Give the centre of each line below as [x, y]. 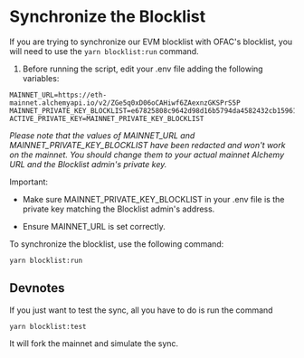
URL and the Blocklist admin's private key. [88, 164]
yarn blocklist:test [48, 326]
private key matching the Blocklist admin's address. [119, 209]
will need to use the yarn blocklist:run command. [104, 51]
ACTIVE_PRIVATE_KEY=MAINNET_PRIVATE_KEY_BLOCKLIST [107, 118]
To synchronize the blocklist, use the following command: [117, 244]
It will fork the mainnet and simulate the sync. [94, 343]
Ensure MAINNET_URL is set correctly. [94, 226]
